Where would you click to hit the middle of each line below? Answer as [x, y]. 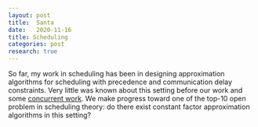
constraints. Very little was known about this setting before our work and [125, 90]
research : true [33, 51]
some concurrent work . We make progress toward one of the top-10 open [127, 99]
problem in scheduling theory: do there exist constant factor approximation [129, 107]
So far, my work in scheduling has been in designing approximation [116, 74]
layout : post [29, 15]
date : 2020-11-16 [40, 30]
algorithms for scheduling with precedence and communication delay [120, 82]
